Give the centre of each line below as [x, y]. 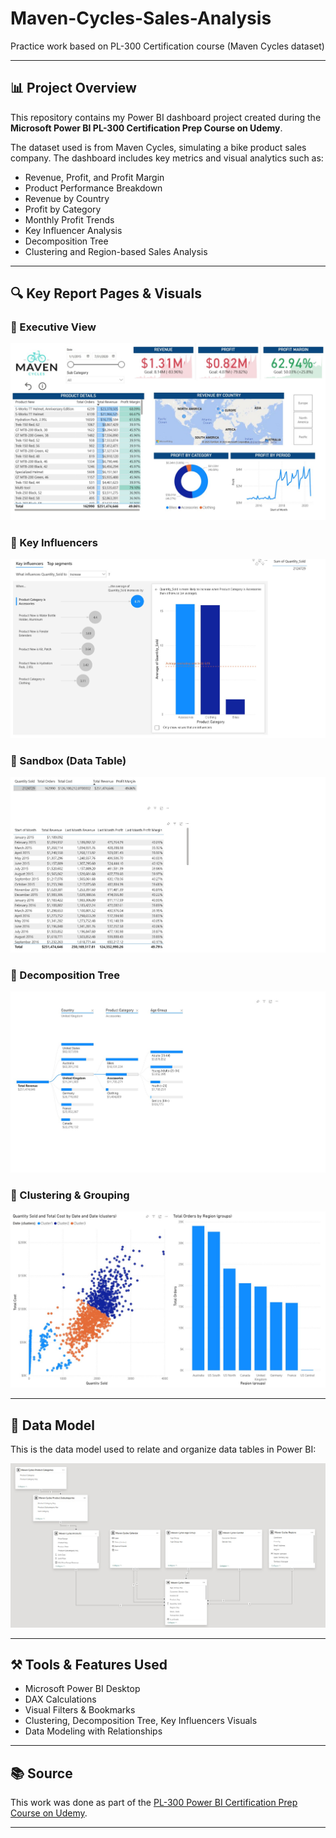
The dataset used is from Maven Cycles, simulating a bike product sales [158, 147]
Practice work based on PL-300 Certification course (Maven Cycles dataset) [167, 46]
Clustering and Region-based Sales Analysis [116, 251]
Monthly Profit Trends [69, 219]
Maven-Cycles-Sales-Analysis [141, 18]
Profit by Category [63, 209]
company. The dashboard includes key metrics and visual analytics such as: [167, 158]
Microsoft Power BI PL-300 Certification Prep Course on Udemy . [146, 128]
